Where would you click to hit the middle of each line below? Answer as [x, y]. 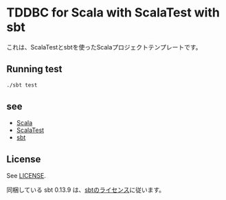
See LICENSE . [26, 176]
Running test [34, 69]
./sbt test [22, 85]
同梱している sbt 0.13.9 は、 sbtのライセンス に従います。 [86, 190]
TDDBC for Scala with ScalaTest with [113, 13]
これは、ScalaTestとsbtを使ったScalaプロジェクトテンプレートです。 [104, 47]
